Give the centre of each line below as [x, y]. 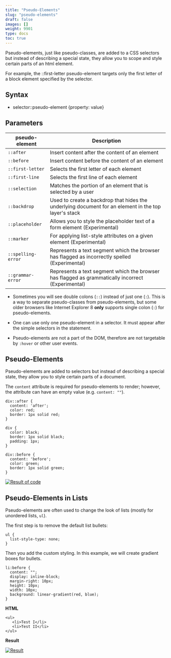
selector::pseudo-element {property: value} [58, 107]
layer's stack [65, 213]
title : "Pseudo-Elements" [33, 10]
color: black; [25, 433]
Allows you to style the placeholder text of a [102, 221]
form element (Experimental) [84, 227]
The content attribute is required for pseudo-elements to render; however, [83, 386]
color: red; [23, 410]
